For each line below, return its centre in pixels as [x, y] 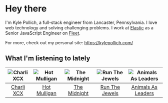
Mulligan [46, 93]
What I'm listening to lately [48, 58]
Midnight [78, 93]
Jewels [110, 93]
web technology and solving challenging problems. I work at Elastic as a [79, 27]
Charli [18, 87]
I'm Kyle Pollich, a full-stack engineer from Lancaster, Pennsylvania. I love [81, 22]
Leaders [144, 93]
